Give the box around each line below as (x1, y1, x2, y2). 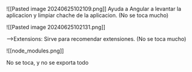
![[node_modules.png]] (6, 47, 64, 54)
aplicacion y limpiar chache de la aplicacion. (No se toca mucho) (6, 12, 169, 19)
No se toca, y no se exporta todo (6, 59, 89, 66)
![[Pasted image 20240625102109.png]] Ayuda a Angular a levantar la (6, 5, 182, 12)
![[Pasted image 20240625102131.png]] (6, 24, 105, 31)
